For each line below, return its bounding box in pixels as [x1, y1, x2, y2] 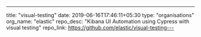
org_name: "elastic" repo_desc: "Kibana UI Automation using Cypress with [6, 18, 190, 25]
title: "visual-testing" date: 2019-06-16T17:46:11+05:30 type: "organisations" [6, 12, 194, 18]
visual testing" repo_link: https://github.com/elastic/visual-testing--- [6, 24, 175, 31]
